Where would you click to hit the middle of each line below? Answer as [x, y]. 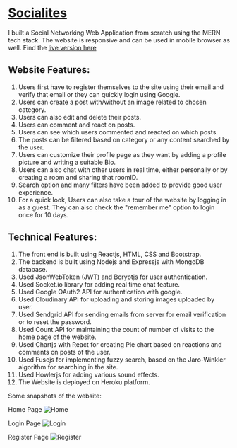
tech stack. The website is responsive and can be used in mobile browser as [119, 40]
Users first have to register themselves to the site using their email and [121, 87]
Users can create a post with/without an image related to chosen [112, 102]
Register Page [28, 437]
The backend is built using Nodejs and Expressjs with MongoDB [111, 262]
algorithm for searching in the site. [68, 367]
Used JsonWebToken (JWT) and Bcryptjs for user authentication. [113, 277]
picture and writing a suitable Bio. [67, 162]
